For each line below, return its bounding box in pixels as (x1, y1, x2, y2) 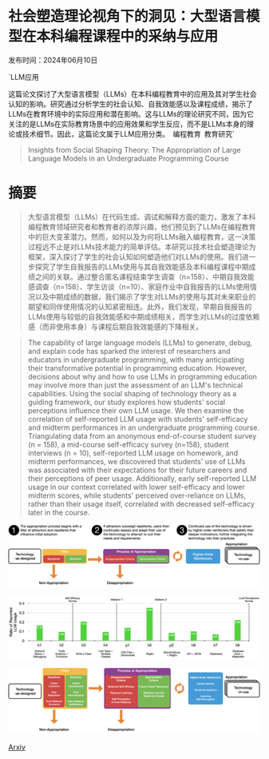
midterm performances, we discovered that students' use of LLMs (27, 456, 246, 466)
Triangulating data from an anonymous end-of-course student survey (27, 431, 257, 440)
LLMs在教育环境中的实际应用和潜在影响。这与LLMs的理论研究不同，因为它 (8, 109, 254, 118)
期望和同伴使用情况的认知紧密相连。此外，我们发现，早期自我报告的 (27, 301, 252, 312)
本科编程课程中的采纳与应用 (36, 27, 219, 46)
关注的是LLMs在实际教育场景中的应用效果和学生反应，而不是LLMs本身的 (8, 119, 247, 129)
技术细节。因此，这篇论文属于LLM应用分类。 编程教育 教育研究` (22, 129, 235, 138)
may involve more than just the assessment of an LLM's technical (27, 380, 243, 390)
